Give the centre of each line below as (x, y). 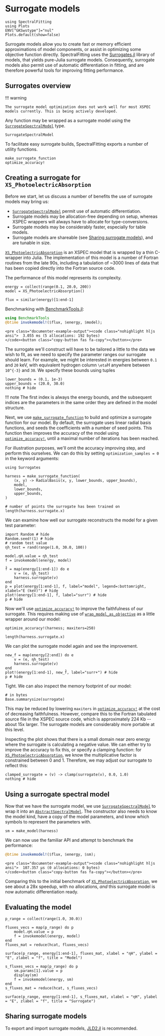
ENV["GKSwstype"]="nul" (30, 30)
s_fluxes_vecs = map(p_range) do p (42, 966)
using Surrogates (23, 468)
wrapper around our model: (33, 619)
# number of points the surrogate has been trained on (63, 507)
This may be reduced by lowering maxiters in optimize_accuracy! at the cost (83, 709)
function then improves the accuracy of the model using (62, 433)
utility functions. (21, 149)
